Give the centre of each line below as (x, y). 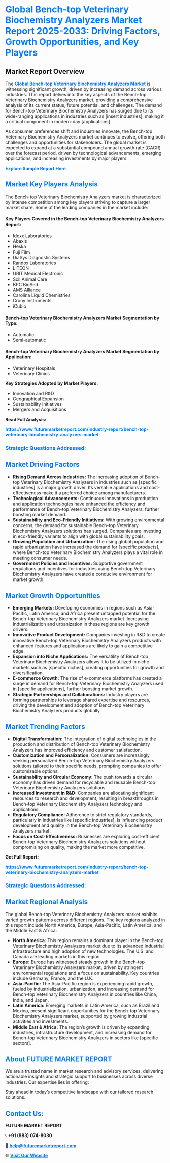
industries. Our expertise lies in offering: (47, 1082)
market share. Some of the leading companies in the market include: (77, 207)
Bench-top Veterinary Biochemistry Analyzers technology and (77, 804)
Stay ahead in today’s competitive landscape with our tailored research (79, 1092)
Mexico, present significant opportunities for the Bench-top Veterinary (86, 1010)
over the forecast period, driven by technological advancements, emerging (83, 153)
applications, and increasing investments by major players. (66, 158)
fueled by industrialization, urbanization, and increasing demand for (83, 989)
